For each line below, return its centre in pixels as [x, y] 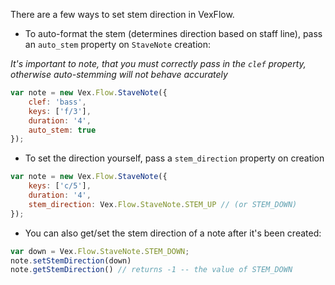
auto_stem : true [62, 130]
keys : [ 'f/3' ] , [60, 111]
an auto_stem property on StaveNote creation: [117, 44]
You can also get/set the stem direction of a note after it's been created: [173, 233]
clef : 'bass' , [57, 102]
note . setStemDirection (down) [71, 260]
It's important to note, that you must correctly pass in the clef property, [158, 63]
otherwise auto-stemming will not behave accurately [119, 74]
